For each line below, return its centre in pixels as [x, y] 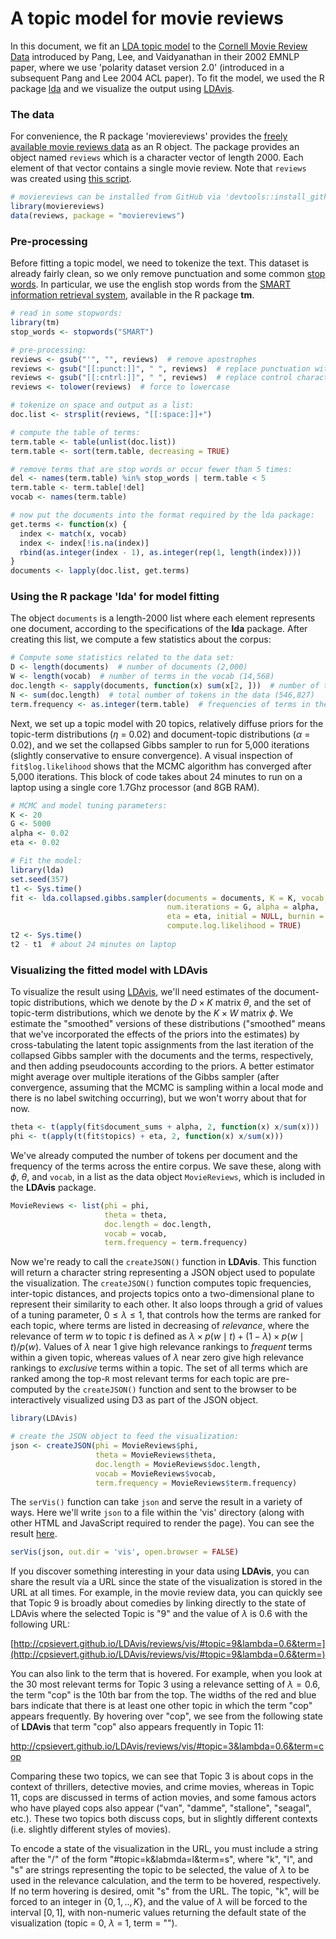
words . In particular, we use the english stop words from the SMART [151, 284]
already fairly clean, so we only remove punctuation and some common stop [168, 274]
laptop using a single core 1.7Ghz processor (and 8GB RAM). [135, 787]
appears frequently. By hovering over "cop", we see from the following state [166, 1716]
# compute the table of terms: [75, 432]
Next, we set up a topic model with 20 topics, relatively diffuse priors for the [167, 723]
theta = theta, [136, 1215]
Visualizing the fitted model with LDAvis [109, 970]
